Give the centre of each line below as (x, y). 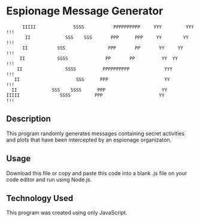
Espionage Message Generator (85, 11)
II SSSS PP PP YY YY (99, 58)
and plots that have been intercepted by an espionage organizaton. (89, 140)
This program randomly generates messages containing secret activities (96, 133)
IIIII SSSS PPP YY (85, 95)
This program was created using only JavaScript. (67, 213)
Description (28, 119)
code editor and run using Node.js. (49, 179)
